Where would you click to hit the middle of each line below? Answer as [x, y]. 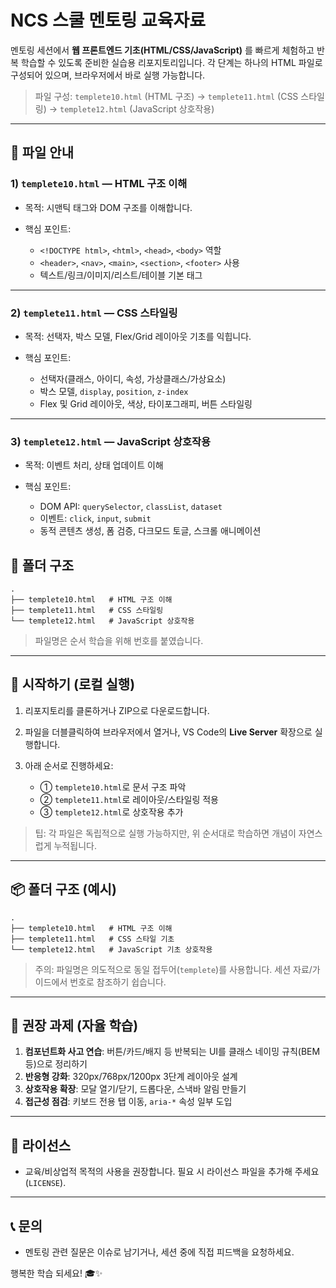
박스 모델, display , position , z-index [114, 391]
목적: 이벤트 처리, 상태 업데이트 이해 [94, 465]
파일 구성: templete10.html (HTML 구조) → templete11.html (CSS [166, 96]
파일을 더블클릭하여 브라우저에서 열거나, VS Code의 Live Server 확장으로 [168, 732]
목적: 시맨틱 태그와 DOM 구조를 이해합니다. [108, 207]
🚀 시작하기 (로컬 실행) [73, 684]
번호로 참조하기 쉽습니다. [118, 982]
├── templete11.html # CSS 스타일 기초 [92, 939]
